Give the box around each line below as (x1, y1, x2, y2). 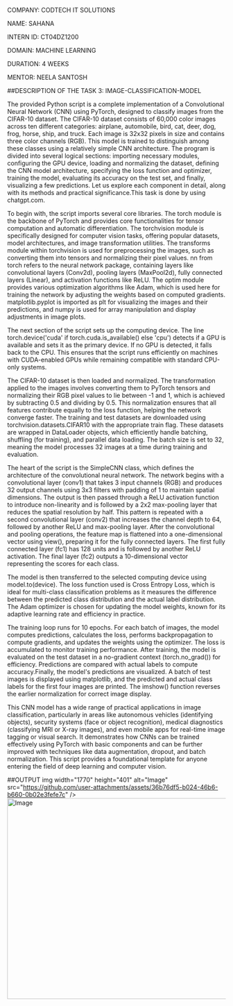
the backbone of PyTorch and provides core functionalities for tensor (7, 217, 205, 225)
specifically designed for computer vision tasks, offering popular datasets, (7, 232, 220, 240)
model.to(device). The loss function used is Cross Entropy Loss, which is (7, 580, 216, 589)
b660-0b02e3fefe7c (7, 791, 66, 798)
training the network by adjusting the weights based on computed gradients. (7, 291, 225, 299)
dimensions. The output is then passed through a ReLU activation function (7, 493, 220, 501)
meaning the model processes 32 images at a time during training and (7, 443, 207, 451)
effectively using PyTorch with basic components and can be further (7, 740, 203, 748)
